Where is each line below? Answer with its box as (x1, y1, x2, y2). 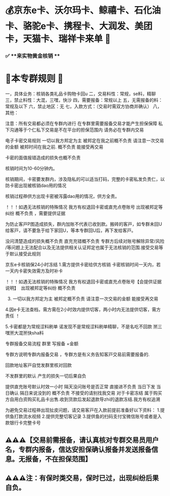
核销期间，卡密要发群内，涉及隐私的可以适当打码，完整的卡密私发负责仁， (5, 176, 160, 182)
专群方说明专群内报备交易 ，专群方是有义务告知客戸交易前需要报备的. (5, 351, 150, 357)
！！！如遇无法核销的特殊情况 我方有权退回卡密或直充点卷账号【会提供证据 (5, 279, 162, 285)
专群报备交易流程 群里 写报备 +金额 (5, 341, 79, 347)
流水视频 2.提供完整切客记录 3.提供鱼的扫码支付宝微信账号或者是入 (22, 414, 162, 420)
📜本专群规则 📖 (5, 73, 64, 85)
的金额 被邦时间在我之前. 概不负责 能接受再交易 (5, 144, 104, 150)
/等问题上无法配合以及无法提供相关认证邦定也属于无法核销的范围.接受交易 (5, 244, 159, 251)
